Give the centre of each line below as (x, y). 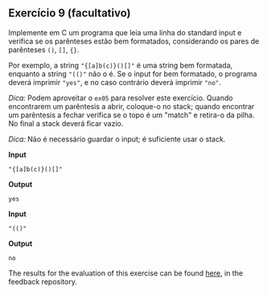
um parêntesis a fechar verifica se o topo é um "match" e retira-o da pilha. (131, 115)
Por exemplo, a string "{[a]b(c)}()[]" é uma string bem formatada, (121, 65)
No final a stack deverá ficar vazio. (66, 123)
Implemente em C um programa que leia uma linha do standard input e (125, 32)
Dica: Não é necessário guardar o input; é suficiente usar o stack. (117, 139)
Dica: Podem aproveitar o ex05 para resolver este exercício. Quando (121, 98)
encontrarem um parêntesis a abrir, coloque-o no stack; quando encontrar (131, 106)
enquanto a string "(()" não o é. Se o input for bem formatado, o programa (133, 73)
